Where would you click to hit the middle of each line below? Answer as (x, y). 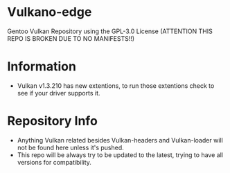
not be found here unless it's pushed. (71, 147)
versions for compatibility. (54, 162)
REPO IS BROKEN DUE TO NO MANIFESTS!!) (71, 38)
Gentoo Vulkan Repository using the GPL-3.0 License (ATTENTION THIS (110, 31)
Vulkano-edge (50, 12)
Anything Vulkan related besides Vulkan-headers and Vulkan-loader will (120, 140)
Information (42, 67)
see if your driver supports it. (59, 93)
